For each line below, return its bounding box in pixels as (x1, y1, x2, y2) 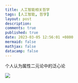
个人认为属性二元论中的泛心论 (5, 63, 65, 69)
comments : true (5, 26, 36, 31)
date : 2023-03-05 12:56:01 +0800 (5, 35, 74, 40)
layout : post (5, 16, 32, 21)
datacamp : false (5, 48, 38, 53)
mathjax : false (5, 44, 36, 49)
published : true (5, 30, 38, 35)
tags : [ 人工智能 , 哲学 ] (5, 12, 50, 17)
